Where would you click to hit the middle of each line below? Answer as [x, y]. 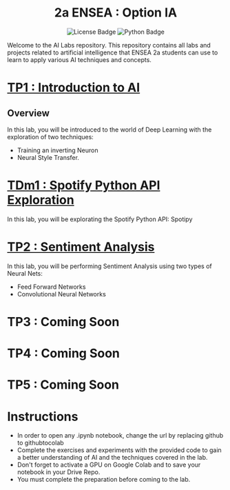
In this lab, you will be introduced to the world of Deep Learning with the [109, 130]
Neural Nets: [25, 273]
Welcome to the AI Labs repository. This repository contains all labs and [109, 45]
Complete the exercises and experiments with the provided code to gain [119, 450]
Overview [29, 113]
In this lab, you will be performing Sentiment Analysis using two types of [109, 266]
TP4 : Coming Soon [64, 354]
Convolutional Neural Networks [62, 294]
